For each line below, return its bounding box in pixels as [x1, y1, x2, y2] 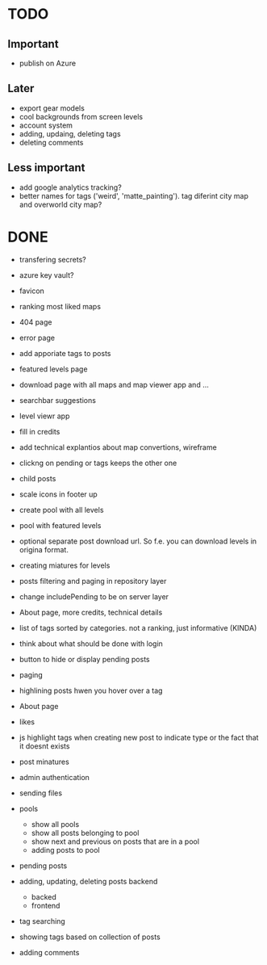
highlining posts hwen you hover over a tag [19, 686, 163, 695]
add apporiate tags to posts [19, 348, 111, 358]
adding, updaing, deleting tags [19, 128, 122, 138]
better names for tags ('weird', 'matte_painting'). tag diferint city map [19, 191, 249, 200]
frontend [31, 900, 60, 910]
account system [19, 120, 73, 130]
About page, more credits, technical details [19, 607, 163, 617]
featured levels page [19, 364, 88, 374]
